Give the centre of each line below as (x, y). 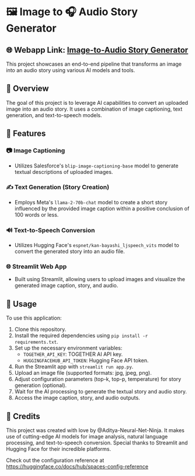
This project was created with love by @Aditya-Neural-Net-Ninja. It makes (95, 430)
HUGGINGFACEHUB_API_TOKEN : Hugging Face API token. (86, 361)
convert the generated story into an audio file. (70, 251)
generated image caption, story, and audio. (66, 286)
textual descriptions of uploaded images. (64, 172)
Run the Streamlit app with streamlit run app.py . (74, 367)
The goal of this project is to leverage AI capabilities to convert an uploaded (97, 102)
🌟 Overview (27, 89)
